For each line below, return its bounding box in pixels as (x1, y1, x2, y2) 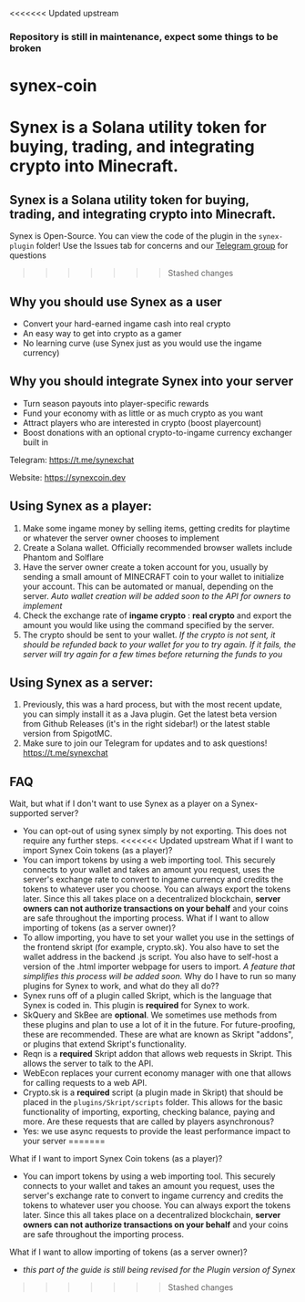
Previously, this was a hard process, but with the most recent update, (22, 699, 282, 710)
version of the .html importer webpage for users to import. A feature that (22, 961, 296, 972)
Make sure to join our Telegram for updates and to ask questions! (22, 738, 268, 749)
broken (9, 41, 42, 54)
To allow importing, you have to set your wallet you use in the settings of (22, 932, 295, 943)
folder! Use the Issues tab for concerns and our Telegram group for (36, 241, 289, 252)
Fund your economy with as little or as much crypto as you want (22, 408, 264, 418)
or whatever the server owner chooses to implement (22, 532, 220, 543)
